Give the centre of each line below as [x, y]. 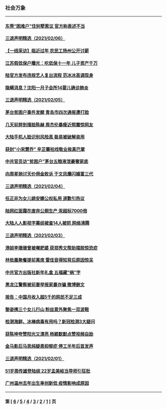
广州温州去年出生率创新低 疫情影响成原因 [47, 383]
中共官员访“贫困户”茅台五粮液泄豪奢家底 [47, 161]
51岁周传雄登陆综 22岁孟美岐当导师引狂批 [48, 371]
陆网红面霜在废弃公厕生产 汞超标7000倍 [46, 210]
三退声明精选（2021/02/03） [35, 235]
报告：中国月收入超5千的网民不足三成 [43, 297]
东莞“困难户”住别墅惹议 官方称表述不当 [45, 26]
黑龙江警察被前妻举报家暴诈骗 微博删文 [45, 285]
